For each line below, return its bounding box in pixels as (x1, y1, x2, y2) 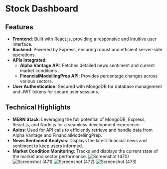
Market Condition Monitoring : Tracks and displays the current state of (12, 148, 159, 154)
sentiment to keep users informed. (12, 143, 83, 149)
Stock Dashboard (5, 3, 79, 14)
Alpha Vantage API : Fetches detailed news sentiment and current (19, 63, 155, 68)
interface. (12, 41, 32, 47)
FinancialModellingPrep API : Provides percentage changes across (19, 73, 158, 79)
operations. (12, 52, 36, 58)
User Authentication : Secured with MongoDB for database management (12, 84, 162, 89)
